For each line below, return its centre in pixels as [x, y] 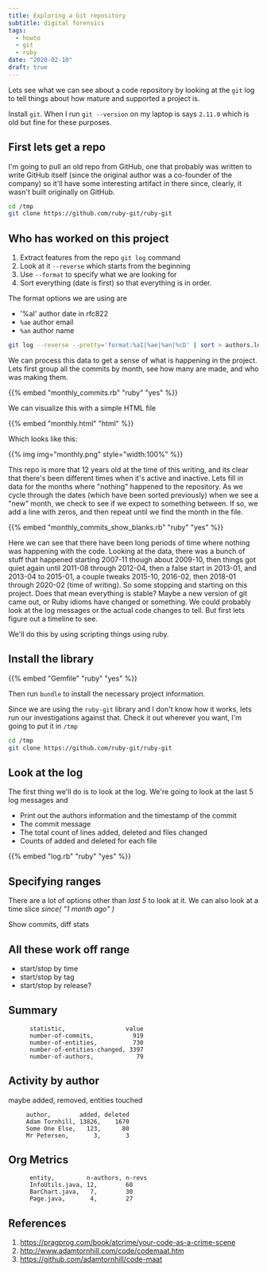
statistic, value [87, 1029]
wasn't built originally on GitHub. [62, 192]
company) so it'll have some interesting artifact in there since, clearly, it [125, 183]
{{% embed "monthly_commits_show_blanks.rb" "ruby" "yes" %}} [116, 527]
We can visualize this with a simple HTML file [82, 408]
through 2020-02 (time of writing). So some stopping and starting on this [128, 585]
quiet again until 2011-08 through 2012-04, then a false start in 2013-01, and [132, 568]
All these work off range [69, 950]
